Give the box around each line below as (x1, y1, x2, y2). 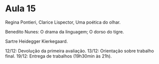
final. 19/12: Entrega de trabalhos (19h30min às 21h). (5, 53, 112, 59)
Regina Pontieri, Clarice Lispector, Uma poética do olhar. (5, 19, 121, 25)
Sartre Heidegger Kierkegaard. (5, 38, 68, 44)
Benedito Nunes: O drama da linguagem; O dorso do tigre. (5, 29, 124, 34)
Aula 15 (5, 3, 36, 14)
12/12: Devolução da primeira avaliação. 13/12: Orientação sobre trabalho (5, 48, 154, 54)
